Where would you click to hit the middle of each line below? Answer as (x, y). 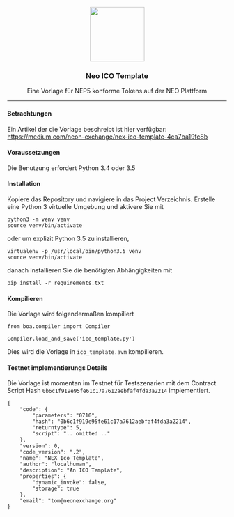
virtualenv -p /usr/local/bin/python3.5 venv (74, 251)
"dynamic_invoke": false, (70, 483)
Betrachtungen (30, 113)
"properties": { (44, 477)
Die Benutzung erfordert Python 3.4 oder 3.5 (71, 168)
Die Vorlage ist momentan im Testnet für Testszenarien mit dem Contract (112, 383)
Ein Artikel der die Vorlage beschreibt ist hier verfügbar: (87, 129)
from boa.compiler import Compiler (59, 327)
